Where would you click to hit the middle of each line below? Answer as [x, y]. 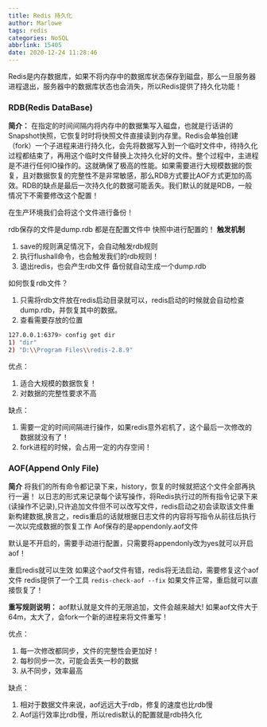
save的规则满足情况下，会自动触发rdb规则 [89, 246]
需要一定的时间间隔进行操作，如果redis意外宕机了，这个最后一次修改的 [136, 426]
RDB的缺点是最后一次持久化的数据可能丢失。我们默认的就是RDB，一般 [137, 186]
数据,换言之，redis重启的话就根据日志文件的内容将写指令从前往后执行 [143, 517]
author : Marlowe [35, 23]
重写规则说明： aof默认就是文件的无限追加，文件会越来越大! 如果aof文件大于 [133, 607]
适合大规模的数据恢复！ [58, 383]
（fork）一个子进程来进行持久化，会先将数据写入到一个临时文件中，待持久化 [133, 146]
